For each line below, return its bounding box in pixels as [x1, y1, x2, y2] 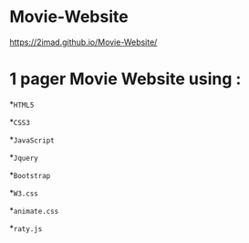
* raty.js [9, 222, 43, 234]
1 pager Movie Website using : [9, 69, 242, 90]
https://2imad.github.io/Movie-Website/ [9, 37, 158, 48]
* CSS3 [9, 116, 30, 127]
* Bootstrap [9, 169, 51, 180]
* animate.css [9, 205, 59, 216]
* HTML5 [9, 99, 35, 110]
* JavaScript [9, 134, 55, 145]
